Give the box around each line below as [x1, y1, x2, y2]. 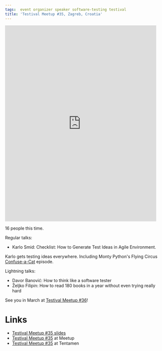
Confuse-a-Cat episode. [5, 258, 54, 265]
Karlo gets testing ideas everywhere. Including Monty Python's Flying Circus [5, 253, 158, 259]
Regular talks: [5, 234, 32, 240]
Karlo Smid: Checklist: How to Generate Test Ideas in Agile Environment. [12, 244, 156, 250]
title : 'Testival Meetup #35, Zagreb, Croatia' [5, 12, 103, 17]
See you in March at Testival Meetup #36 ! [5, 297, 88, 303]
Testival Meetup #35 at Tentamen [12, 340, 79, 346]
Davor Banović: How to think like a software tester [12, 277, 112, 283]
